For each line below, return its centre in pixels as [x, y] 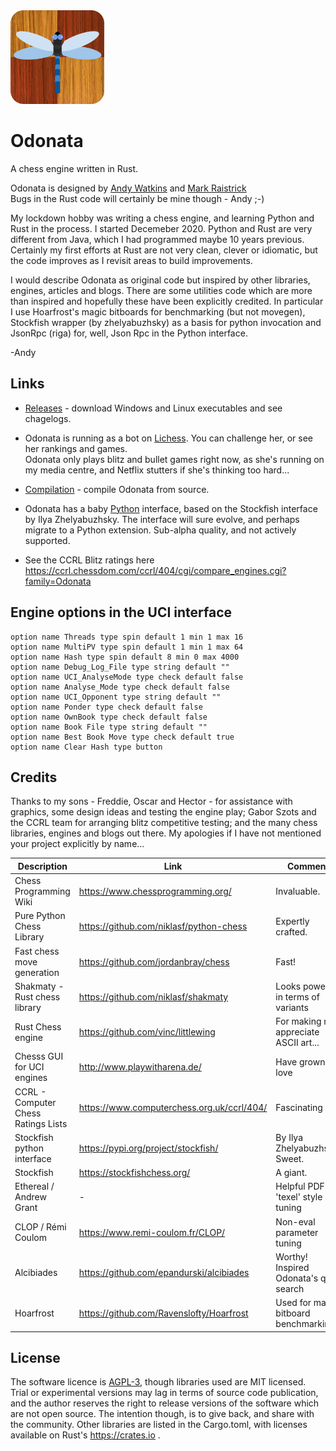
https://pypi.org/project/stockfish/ [148, 1148]
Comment [308, 866]
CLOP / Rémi [40, 1227]
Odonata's [297, 1278]
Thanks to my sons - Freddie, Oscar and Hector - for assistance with [151, 801]
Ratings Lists [41, 1123]
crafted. [291, 931]
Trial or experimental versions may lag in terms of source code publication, [164, 1393]
